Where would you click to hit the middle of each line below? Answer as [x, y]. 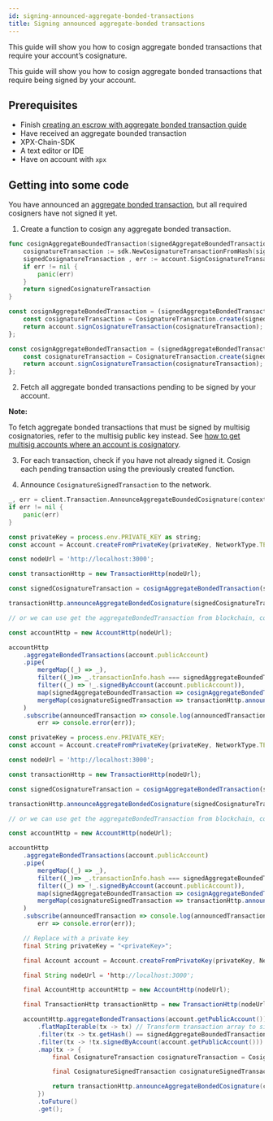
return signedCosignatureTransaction [87, 290]
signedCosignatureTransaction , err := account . [107, 259]
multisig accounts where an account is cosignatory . [95, 445]
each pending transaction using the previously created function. [128, 469]
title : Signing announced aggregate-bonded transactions [107, 24]
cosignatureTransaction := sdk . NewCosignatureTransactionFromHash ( [139, 251]
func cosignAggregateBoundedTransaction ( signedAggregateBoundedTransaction [139, 244]
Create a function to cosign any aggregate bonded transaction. [126, 229]
